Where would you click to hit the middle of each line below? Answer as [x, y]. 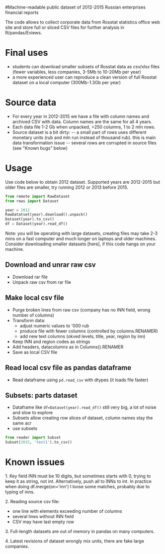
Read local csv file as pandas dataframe [68, 368]
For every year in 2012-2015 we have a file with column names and [81, 116]
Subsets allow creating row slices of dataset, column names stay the [82, 418]
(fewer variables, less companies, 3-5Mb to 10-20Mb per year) [77, 72]
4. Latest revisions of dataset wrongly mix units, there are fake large [75, 541]
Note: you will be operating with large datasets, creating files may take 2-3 [82, 233]
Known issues [35, 462]
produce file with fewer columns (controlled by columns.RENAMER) [89, 331]
